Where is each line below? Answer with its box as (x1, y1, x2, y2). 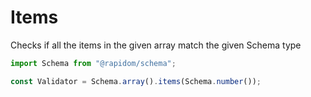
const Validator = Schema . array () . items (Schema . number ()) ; (10, 76, 262, 86)
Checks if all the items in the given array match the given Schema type (10, 39, 302, 51)
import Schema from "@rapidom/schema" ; (10, 58, 177, 68)
